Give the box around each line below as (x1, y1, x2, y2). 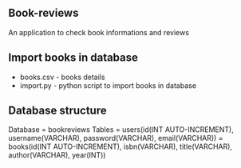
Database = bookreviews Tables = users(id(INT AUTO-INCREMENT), (8, 125, 234, 134)
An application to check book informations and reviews (8, 27, 190, 37)
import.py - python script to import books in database (19, 80, 197, 90)
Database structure (8, 104, 107, 118)
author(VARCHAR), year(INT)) (8, 150, 106, 160)
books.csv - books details (19, 72, 105, 82)
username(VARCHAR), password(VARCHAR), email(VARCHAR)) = (8, 134, 223, 143)
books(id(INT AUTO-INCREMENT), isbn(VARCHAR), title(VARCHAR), (8, 142, 233, 151)
